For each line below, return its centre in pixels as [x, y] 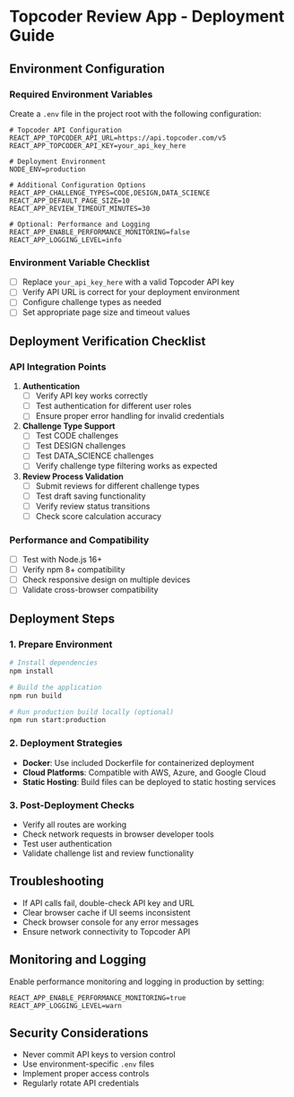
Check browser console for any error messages [110, 922]
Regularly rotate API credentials [81, 1084]
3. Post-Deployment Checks [72, 805]
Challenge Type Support [69, 426]
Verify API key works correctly [91, 396]
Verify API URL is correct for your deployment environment [131, 292]
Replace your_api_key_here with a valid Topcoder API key [128, 282]
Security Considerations [79, 1033]
